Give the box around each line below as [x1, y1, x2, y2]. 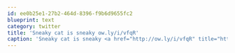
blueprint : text [7, 17, 55, 23]
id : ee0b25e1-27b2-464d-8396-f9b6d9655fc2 [7, 10, 133, 17]
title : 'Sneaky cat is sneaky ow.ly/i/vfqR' [7, 29, 139, 36]
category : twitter [7, 23, 61, 30]
